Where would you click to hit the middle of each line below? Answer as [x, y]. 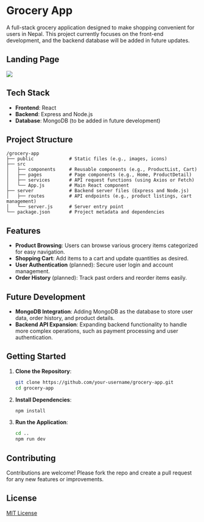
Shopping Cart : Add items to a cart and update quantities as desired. [102, 259]
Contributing [31, 458]
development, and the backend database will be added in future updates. [98, 40]
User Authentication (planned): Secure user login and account [94, 265]
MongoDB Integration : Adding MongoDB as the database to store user [104, 311]
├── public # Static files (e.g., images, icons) [87, 159]
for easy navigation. [40, 252]
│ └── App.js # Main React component [68, 186]
